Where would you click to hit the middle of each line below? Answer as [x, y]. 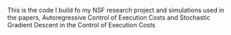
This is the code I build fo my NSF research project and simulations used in [116, 10]
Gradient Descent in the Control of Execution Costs [81, 25]
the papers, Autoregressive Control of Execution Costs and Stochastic [109, 17]
